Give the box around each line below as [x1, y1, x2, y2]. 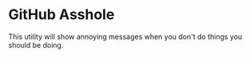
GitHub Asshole [8, 6, 115, 24]
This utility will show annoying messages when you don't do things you [8, 32, 243, 41]
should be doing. [8, 40, 64, 49]
